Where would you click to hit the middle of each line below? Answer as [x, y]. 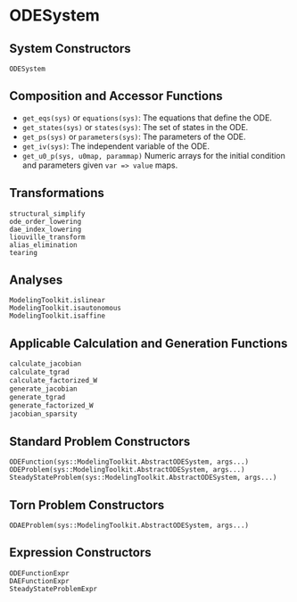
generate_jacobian [43, 389]
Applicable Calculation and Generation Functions [148, 343]
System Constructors [70, 49]
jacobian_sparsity [43, 414]
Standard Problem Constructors [100, 441]
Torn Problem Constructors [87, 505]
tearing [24, 252]
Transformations [57, 193]
